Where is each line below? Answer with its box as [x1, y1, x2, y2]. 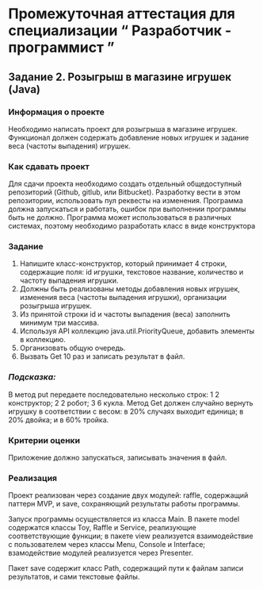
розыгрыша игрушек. [19, 301, 93, 310]
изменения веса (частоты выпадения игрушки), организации [19, 293, 227, 302]
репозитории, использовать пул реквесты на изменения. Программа [8, 196, 243, 206]
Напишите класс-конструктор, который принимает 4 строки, [19, 259, 227, 268]
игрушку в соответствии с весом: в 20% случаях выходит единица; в [8, 406, 244, 416]
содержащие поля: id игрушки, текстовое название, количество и [19, 268, 244, 277]
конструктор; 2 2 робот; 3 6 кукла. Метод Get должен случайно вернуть [8, 398, 253, 407]
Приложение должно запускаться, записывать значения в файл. [8, 453, 227, 463]
